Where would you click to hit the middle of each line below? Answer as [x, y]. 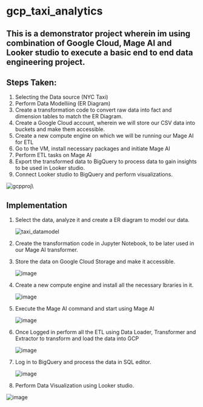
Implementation [37, 205]
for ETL [24, 142]
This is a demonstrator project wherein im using [98, 34]
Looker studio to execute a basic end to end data [100, 52]
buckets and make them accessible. [60, 129]
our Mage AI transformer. [47, 250]
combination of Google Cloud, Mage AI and [89, 43]
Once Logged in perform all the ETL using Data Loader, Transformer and [105, 332]
